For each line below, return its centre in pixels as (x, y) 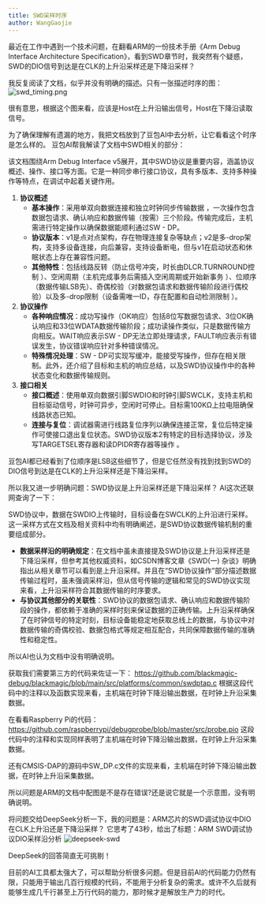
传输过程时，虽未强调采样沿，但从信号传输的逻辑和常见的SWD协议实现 (135, 580)
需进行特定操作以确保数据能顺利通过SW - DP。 (107, 227)
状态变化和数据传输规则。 (73, 375)
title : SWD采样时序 (38, 15)
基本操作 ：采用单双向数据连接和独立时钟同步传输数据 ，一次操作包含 (143, 207)
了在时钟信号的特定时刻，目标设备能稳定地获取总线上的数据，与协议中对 (137, 619)
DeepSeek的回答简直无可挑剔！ (60, 855)
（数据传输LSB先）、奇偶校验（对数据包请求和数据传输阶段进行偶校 (140, 286)
